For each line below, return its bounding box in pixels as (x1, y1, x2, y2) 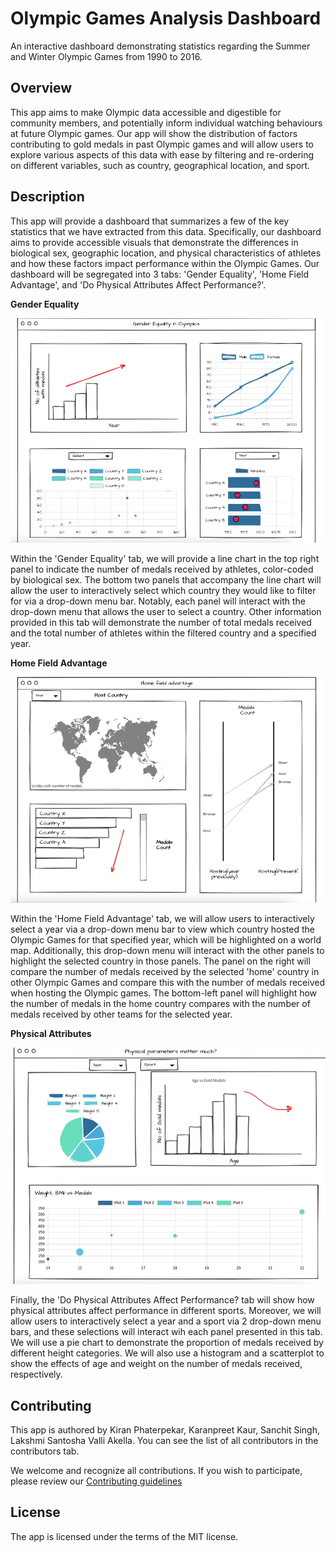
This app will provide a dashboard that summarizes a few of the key (10, 215, 290, 227)
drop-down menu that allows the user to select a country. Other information (10, 605, 322, 617)
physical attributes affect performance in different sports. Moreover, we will (10, 1305, 322, 1317)
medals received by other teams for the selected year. (10, 1008, 233, 1020)
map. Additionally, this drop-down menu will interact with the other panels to (10, 944, 325, 956)
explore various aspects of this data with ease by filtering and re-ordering (10, 148, 315, 161)
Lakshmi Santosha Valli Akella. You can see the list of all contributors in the (10, 1435, 319, 1446)
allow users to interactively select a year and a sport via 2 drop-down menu (10, 1315, 322, 1327)
